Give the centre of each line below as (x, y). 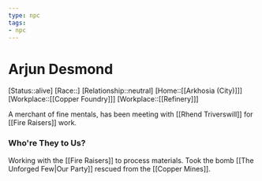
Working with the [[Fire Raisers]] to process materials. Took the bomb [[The (131, 160)
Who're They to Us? (47, 143)
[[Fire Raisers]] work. (43, 123)
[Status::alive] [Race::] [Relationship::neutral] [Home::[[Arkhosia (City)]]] (125, 90)
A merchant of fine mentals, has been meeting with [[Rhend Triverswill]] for (131, 114)
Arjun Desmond (61, 69)
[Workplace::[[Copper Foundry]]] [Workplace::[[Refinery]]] (103, 99)
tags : (17, 23)
